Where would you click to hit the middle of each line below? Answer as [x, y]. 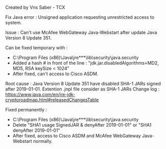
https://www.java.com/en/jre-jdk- [40, 94]
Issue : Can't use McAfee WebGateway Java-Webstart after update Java [81, 32]
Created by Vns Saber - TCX [35, 7]
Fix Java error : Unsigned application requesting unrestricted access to [80, 17]
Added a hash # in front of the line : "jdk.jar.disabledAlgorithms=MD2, [86, 63]
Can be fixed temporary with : [36, 48]
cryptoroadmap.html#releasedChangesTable [52, 100]
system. [13, 23]
